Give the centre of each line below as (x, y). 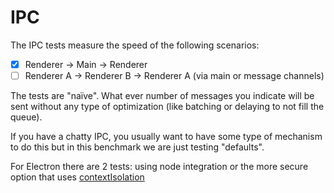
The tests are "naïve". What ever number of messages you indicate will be (162, 96)
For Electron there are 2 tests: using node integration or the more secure (159, 167)
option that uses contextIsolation (77, 177)
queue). (26, 117)
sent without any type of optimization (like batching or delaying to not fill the (167, 107)
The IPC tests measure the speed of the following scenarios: (135, 45)
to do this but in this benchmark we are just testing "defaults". (137, 147)
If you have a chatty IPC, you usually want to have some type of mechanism (166, 137)
